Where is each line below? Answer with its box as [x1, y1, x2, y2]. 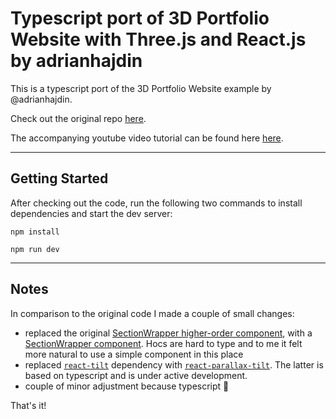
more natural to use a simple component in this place [24, 348, 244, 360]
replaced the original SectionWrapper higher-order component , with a [24, 327, 313, 339]
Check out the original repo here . [10, 112, 147, 124]
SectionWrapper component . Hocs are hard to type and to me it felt [24, 337, 303, 349]
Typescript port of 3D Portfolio [10, 7, 270, 30]
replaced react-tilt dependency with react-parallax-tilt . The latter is [24, 358, 324, 371]
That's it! [10, 399, 47, 411]
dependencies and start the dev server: [10, 207, 173, 219]
